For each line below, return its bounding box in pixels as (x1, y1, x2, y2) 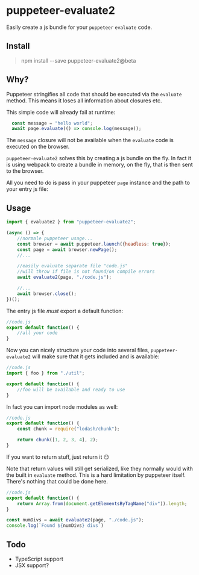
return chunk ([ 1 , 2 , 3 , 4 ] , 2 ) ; (17, 437, 98, 443)
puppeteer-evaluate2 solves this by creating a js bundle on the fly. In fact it (6, 155, 192, 162)
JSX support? (14, 561, 49, 569)
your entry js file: (6, 185, 48, 193)
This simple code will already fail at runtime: (6, 108, 116, 116)
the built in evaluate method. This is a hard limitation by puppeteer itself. (6, 471, 186, 479)
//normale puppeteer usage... (17, 235, 93, 241)
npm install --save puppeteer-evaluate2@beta (21, 57, 136, 64)
